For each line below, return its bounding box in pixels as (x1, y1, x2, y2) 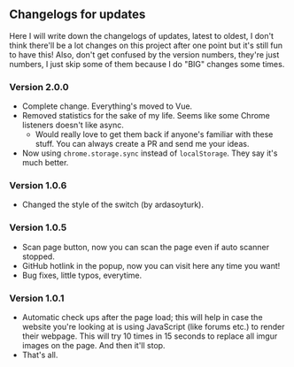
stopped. (21, 251, 55, 262)
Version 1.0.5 (9, 221, 67, 233)
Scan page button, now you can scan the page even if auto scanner (21, 241, 270, 252)
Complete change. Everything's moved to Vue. (21, 101, 193, 111)
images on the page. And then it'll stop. (21, 340, 166, 350)
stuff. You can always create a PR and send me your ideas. (35, 139, 250, 149)
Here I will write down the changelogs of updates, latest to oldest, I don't (9, 30, 275, 41)
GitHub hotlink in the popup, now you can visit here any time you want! (21, 260, 281, 271)
